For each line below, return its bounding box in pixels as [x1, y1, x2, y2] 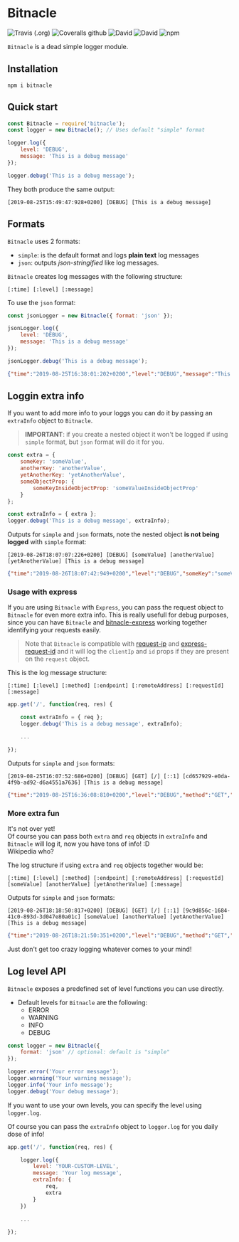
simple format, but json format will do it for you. [24, 437, 165, 446]
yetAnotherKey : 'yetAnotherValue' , [20, 472, 126, 479]
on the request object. [24, 654, 90, 663]
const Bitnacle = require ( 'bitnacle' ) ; [7, 120, 126, 127]
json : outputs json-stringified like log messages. [17, 258, 159, 267]
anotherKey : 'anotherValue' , [20, 465, 107, 472]
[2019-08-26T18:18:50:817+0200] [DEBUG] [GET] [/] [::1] [7, 907, 180, 914]
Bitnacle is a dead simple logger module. [7, 42, 129, 51]
